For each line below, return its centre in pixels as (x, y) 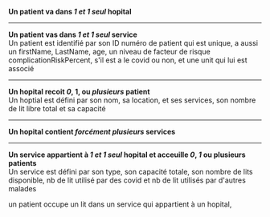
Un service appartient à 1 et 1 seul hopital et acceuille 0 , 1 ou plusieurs (127, 155)
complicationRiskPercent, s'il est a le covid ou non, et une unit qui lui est (128, 60)
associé (21, 68)
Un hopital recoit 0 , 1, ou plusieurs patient (79, 92)
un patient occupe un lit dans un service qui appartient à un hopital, (120, 204)
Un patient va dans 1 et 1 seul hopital (70, 12)
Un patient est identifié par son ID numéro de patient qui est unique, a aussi (133, 43)
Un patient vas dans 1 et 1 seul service (73, 34)
